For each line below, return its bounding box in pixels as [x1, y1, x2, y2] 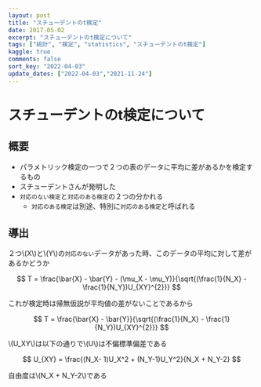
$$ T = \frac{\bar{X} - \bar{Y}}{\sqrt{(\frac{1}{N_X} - [33, 315, 205, 324]
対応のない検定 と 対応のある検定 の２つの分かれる [19, 192, 164, 201]
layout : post [8, 11, 51, 20]
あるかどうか [8, 258, 49, 268]
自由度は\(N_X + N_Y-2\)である [8, 371, 107, 381]
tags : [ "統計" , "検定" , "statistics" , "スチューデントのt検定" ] [8, 41, 206, 49]
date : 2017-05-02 [8, 26, 65, 34]
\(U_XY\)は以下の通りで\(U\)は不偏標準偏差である [8, 339, 168, 349]
